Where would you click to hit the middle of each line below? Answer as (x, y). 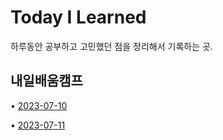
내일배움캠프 (46, 81)
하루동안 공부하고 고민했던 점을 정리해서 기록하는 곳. (111, 46)
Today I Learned (78, 17)
